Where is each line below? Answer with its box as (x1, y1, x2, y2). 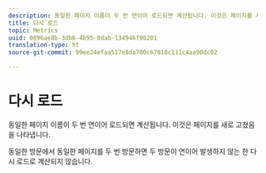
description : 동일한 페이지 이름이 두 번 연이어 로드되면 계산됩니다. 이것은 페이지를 (8, 11, 253, 20)
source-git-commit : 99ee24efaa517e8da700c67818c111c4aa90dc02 (8, 48, 218, 56)
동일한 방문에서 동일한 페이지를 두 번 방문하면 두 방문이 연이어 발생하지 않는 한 (8, 146, 249, 156)
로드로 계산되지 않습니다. (16, 156, 93, 166)
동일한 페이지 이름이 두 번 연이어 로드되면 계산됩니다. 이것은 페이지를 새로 (8, 120, 234, 129)
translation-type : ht (8, 41, 80, 49)
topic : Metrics (8, 26, 59, 34)
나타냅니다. (16, 129, 51, 139)
